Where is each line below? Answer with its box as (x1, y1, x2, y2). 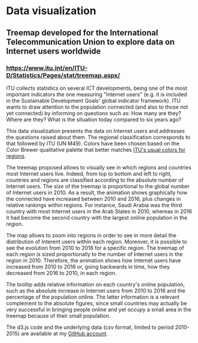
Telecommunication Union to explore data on (6, 37, 175, 47)
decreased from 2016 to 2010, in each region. (6, 269, 117, 276)
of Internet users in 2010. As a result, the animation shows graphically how (6, 189, 188, 196)
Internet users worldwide (6, 46, 102, 56)
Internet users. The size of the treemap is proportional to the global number (6, 182, 190, 190)
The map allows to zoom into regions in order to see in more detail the (6, 231, 177, 239)
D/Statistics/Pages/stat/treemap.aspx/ (6, 71, 120, 79)
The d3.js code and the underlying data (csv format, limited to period (6, 324, 174, 331)
